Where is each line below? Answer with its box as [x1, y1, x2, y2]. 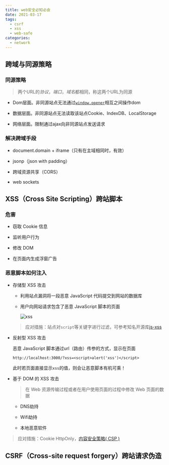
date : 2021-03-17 [5, 12, 42, 17]
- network [10, 40, 30, 45]
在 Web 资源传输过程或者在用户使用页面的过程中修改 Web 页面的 [25, 386, 160, 392]
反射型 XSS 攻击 [12, 334, 46, 340]
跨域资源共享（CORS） [12, 168, 61, 175]
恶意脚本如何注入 [5, 269, 47, 276]
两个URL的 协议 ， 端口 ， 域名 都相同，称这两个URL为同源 [17, 89, 133, 95]
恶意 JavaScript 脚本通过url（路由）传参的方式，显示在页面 [12, 345, 136, 351]
